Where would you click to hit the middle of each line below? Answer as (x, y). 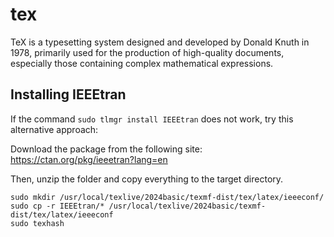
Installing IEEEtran (68, 94)
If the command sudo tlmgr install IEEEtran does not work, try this (152, 119)
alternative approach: (54, 129)
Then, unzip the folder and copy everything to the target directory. (147, 179)
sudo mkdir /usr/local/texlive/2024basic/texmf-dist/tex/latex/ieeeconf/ (167, 197)
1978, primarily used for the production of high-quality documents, (147, 52)
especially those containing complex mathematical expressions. (142, 63)
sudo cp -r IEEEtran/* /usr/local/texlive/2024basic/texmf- (138, 206)
